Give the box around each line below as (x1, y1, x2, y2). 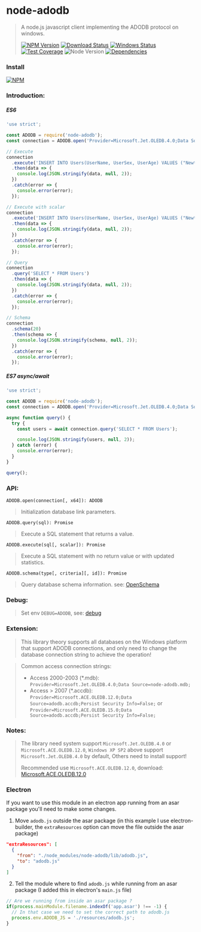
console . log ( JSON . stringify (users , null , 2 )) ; (17, 437, 135, 443)
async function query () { (6, 414, 71, 420)
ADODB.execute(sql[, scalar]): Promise (6, 542, 106, 548)
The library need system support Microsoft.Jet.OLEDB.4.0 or (20, 739, 172, 747)
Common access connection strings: (20, 662, 112, 669)
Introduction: (6, 91, 45, 100)
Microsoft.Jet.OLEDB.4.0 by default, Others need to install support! (20, 752, 187, 759)
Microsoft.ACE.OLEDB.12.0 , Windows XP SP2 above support (20, 746, 163, 753)
